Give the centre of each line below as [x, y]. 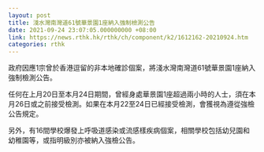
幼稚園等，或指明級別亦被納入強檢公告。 [74, 140]
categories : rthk [37, 45]
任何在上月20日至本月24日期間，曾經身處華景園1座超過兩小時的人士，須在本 [132, 94]
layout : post [30, 15]
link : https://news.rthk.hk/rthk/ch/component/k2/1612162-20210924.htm [128, 37]
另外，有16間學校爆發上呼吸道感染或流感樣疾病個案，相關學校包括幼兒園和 [129, 131]
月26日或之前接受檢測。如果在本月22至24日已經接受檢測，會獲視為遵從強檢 [131, 104]
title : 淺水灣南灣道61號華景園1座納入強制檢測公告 [82, 23]
